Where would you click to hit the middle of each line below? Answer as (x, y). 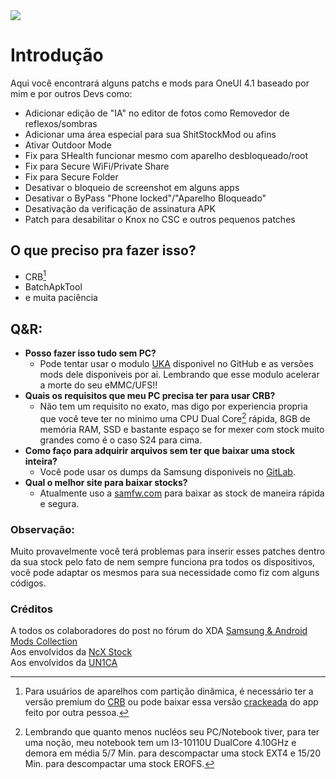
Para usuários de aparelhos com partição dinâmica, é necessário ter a (169, 691)
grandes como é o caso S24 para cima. (121, 440)
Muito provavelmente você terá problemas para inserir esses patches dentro (168, 551)
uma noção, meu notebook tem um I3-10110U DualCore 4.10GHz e (160, 743)
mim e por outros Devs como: (71, 93)
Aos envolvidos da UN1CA (64, 663)
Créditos (31, 609)
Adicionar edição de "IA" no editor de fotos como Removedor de (157, 113)
